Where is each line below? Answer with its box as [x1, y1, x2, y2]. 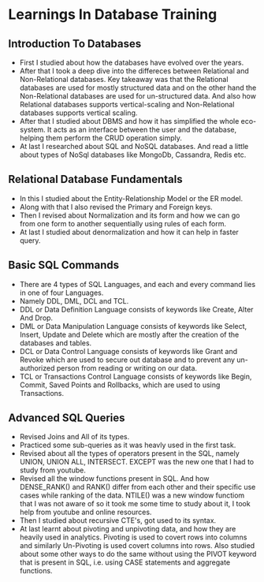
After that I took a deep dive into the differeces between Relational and [19, 66, 250, 76]
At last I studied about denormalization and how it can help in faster [19, 227, 239, 237]
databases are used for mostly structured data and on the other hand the [19, 83, 257, 92]
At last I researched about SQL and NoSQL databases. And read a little [19, 142, 249, 151]
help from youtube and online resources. [19, 507, 152, 517]
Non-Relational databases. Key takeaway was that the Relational [19, 75, 229, 84]
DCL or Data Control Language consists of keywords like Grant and [19, 346, 238, 356]
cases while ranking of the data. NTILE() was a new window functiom [19, 491, 245, 500]
